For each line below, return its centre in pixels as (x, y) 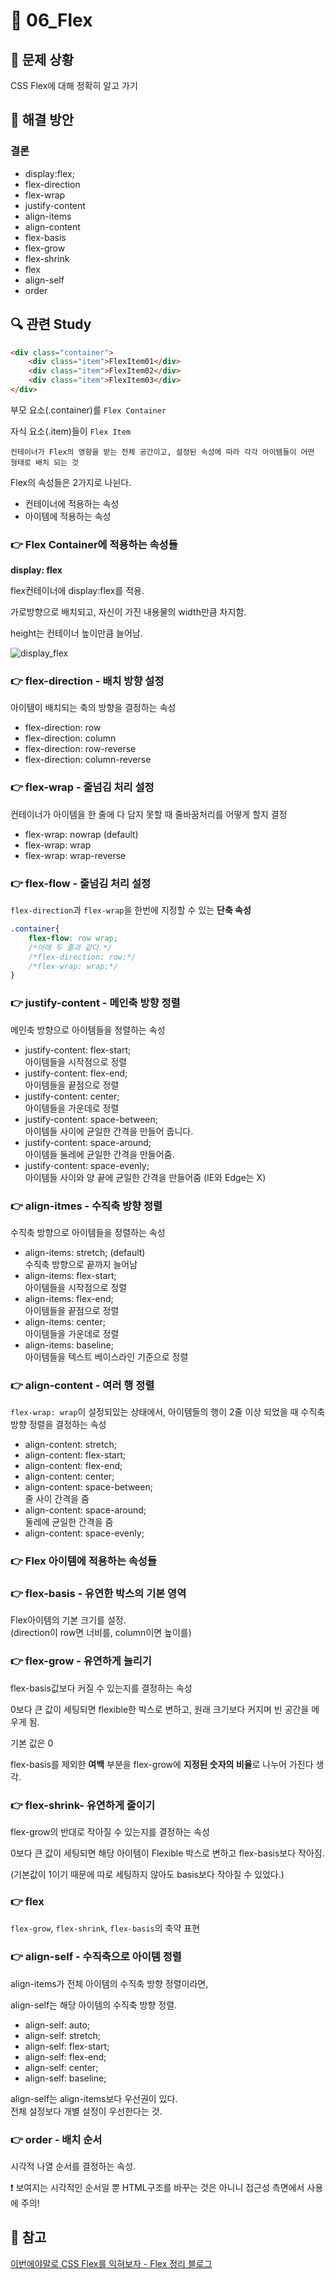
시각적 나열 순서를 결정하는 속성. (73, 2166)
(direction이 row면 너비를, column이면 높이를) (101, 1633)
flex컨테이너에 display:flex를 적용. (77, 591)
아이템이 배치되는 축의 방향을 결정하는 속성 (93, 708)
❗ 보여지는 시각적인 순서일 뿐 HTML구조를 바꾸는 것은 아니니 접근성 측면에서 (157, 2187)
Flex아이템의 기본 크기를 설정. (68, 1620)
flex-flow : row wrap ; (73, 938)
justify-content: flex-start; (78, 1050)
